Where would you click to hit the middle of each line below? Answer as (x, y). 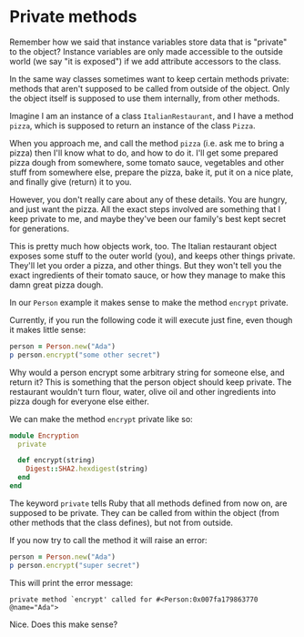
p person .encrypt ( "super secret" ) (75, 565)
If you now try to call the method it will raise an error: (108, 540)
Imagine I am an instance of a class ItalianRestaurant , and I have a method (152, 116)
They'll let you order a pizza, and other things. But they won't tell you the (146, 265)
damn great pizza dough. (56, 285)
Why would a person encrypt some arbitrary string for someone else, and (147, 372)
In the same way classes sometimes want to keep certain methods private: (149, 78)
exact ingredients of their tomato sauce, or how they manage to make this (147, 275)
